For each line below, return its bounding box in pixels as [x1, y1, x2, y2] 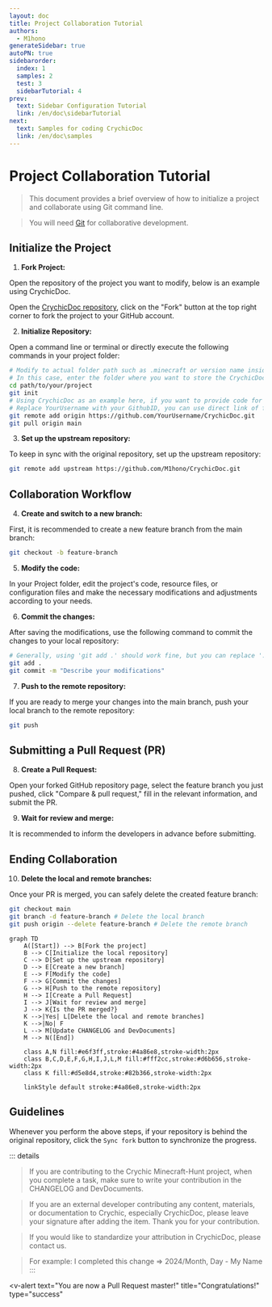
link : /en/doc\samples [16, 132, 93, 140]
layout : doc [9, 11, 49, 20]
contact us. [28, 1241, 67, 1250]
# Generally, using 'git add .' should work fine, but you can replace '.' [9, 651, 270, 659]
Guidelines [9, 1105, 65, 1119]
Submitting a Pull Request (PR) [9, 743, 166, 757]
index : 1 [16, 65, 46, 73]
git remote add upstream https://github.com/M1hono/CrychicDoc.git [9, 465, 241, 473]
